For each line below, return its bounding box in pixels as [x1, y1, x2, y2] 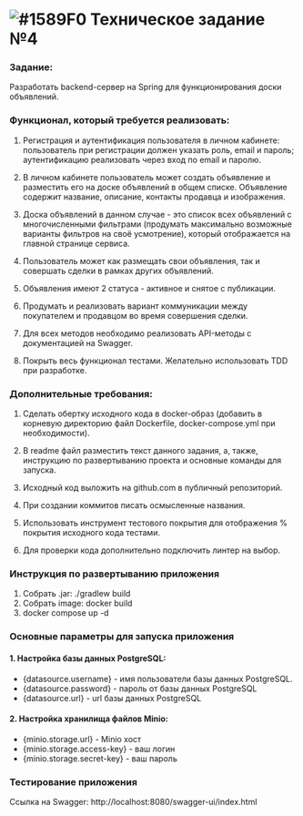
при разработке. [22, 364, 87, 375]
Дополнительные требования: [9, 387, 153, 400]
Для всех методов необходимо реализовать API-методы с [22, 328, 252, 339]
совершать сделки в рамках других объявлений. [22, 265, 214, 276]
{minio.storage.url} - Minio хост [22, 733, 142, 744]
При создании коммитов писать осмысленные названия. [22, 500, 246, 511]
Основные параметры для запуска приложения [9, 630, 235, 643]
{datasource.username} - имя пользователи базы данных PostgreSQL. [22, 673, 293, 684]
